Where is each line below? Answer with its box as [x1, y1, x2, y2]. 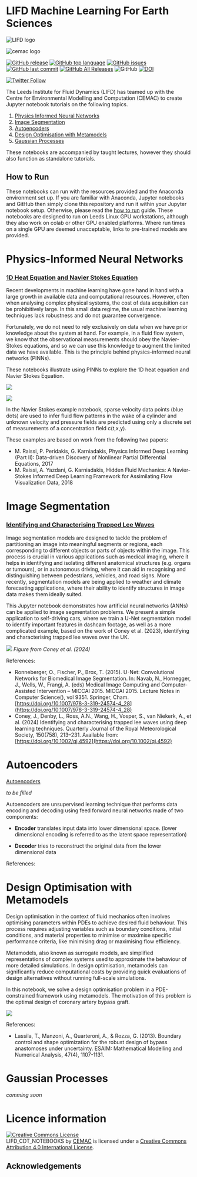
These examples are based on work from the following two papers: [6, 436, 169, 443]
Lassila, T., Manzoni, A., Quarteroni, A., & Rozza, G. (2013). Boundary [14, 1032, 182, 1039]
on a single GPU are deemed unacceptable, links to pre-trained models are [6, 225, 188, 233]
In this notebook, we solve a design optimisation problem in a [6, 986, 155, 993]
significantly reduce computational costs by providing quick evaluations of [6, 968, 186, 975]
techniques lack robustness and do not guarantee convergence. [6, 312, 162, 319]
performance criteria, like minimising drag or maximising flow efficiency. [6, 937, 181, 945]
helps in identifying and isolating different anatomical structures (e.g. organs [6, 559, 191, 566]
